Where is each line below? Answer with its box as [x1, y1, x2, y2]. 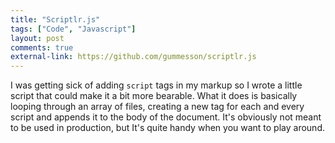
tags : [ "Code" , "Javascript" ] [10, 24, 137, 34]
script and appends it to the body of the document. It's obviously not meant [10, 111, 322, 123]
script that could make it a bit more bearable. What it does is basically [10, 90, 298, 102]
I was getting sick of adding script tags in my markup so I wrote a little [10, 79, 303, 91]
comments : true [10, 42, 74, 53]
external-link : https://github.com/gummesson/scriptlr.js [10, 52, 257, 62]
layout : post [10, 33, 65, 43]
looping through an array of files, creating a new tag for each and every [10, 101, 305, 113]
